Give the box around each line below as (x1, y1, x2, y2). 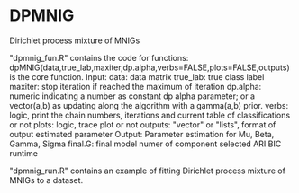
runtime (9, 147, 39, 158)
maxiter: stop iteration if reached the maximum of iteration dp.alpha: (9, 81, 262, 92)
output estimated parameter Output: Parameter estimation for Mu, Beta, (9, 128, 275, 139)
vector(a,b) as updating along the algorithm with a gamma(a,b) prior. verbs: (9, 100, 289, 110)
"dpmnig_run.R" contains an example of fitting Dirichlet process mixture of (9, 165, 286, 176)
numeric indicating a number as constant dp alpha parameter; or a (9, 91, 255, 101)
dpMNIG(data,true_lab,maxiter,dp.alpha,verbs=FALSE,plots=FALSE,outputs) (9, 62, 290, 73)
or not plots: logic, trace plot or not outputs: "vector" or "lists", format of (9, 118, 276, 130)
